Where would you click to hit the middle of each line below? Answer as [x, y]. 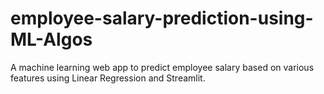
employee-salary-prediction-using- [162, 18]
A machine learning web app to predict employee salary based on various [162, 67]
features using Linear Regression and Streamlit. [108, 78]
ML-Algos [51, 39]
